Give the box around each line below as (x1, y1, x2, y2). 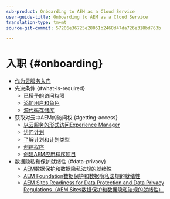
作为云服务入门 (14, 77, 51, 85)
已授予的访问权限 (23, 92, 65, 99)
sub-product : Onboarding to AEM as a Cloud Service (6, 8, 135, 15)
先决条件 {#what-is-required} (14, 85, 86, 92)
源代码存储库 (23, 107, 55, 114)
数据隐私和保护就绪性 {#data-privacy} (14, 158, 107, 165)
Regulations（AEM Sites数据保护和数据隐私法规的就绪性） (23, 186, 164, 193)
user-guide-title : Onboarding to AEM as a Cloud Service (6, 14, 148, 20)
